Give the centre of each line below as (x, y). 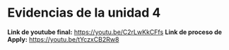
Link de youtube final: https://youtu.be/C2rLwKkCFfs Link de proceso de (115, 32)
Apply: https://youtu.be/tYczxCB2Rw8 (63, 39)
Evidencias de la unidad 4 (84, 13)
